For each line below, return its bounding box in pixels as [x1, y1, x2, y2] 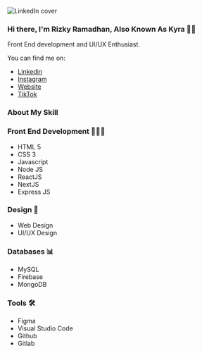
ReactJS [17, 173, 42, 181]
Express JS [17, 187, 51, 196]
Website [17, 82, 42, 91]
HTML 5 [17, 142, 42, 151]
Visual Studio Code [17, 324, 74, 333]
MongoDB [17, 280, 47, 289]
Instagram [17, 75, 47, 84]
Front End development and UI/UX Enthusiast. [7, 40, 141, 49]
